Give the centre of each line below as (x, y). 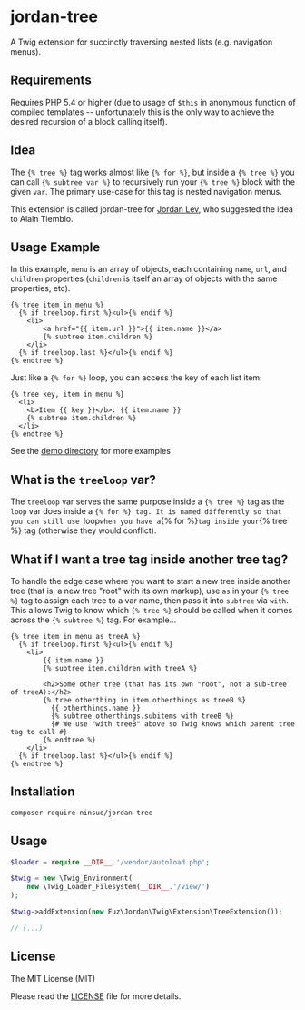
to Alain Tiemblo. (42, 218)
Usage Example (55, 247)
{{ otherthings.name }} (96, 708)
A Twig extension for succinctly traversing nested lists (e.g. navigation (142, 42)
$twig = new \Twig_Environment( (71, 879)
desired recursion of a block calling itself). (89, 121)
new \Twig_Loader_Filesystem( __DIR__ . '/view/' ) (118, 887)
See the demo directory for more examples (91, 451)
